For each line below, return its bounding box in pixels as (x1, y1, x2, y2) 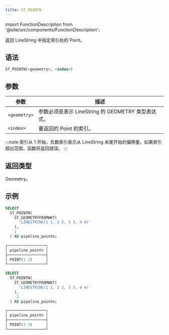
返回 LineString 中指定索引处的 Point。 (5, 37, 85, 43)
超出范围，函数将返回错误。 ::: (5, 145, 68, 151)
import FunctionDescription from (5, 21, 73, 27)
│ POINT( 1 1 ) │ (5, 257, 49, 262)
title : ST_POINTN (5, 7, 42, 13)
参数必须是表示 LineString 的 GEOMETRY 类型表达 (38, 108, 157, 115)
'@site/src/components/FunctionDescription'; (5, 26, 100, 33)
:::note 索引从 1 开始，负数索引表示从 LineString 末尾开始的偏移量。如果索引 (5, 139, 162, 145)
